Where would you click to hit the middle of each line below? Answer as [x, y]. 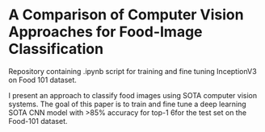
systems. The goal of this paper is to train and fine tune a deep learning [127, 104]
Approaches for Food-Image [106, 32]
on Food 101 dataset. [42, 80]
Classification [56, 49]
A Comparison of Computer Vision [126, 15]
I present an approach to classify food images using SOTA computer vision [132, 95]
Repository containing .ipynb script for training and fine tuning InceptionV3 [132, 71]
